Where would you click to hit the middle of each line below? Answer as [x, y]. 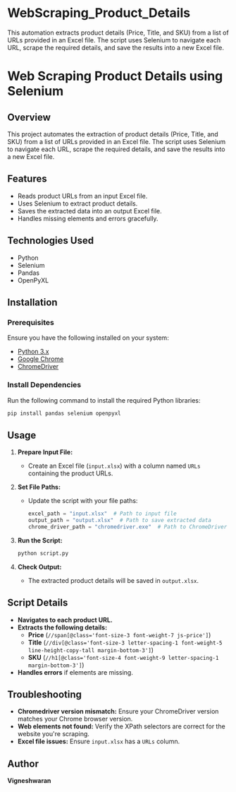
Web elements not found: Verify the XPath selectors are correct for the [121, 726]
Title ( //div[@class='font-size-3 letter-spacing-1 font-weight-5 [125, 642]
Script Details [38, 603]
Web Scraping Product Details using [115, 76]
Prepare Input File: [45, 452]
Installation [32, 302]
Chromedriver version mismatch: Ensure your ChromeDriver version [118, 711]
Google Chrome [41, 359]
